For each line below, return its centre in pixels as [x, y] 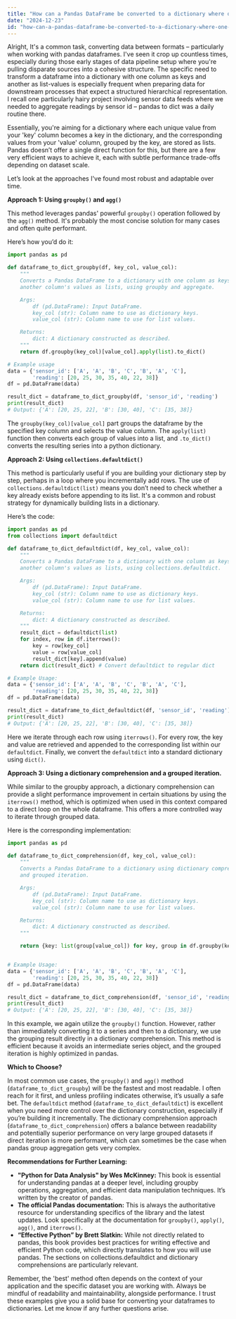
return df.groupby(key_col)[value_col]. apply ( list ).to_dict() [113, 352]
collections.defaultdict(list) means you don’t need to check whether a [115, 488]
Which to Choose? [35, 1067]
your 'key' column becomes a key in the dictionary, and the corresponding [115, 135]
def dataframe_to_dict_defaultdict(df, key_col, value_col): [99, 548]
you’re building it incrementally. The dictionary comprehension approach [112, 1118]
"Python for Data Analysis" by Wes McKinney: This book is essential [119, 1176]
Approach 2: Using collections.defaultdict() [76, 459]
